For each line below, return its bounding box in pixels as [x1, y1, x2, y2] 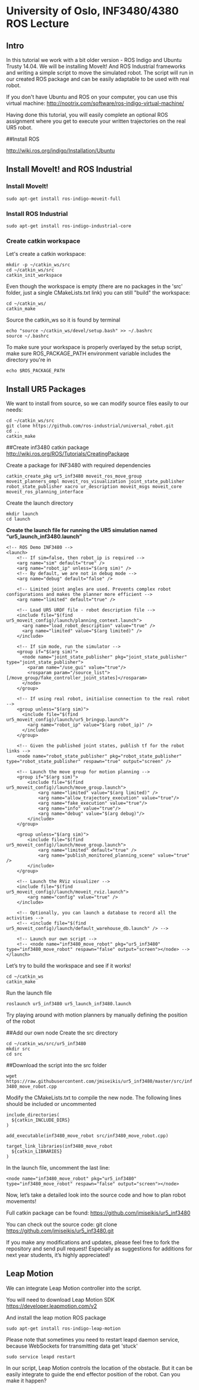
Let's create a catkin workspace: [6, 251, 86, 258]
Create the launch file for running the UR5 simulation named [6, 527, 157, 534]
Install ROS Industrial [6, 209, 68, 218]
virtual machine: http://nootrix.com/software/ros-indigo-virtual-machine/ [6, 100, 184, 107]
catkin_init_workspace [6, 273, 62, 279]
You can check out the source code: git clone [6, 1221, 118, 1228]
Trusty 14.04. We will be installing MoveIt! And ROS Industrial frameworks [6, 63, 186, 70]
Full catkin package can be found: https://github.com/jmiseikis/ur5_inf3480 [6, 1209, 191, 1216]
